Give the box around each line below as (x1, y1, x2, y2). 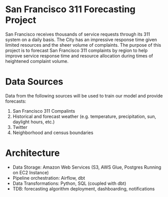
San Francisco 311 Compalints (12, 108, 75, 114)
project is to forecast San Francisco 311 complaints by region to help (5, 47, 148, 53)
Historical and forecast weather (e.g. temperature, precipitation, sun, (12, 113, 156, 119)
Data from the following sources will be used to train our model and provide (5, 92, 163, 98)
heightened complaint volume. (5, 58, 69, 64)
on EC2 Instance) (12, 169, 49, 176)
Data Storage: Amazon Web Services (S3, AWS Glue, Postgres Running (12, 164, 161, 170)
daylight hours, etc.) (12, 118, 55, 125)
